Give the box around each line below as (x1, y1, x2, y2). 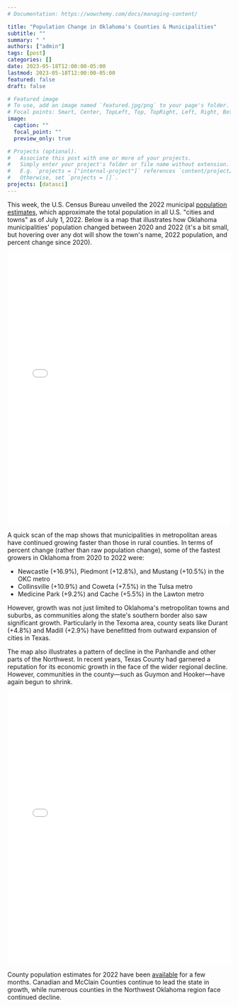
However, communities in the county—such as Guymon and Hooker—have (7, 670, 225, 678)
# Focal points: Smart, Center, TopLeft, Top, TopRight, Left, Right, (7, 109, 220, 116)
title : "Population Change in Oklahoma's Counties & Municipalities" (7, 23, 217, 31)
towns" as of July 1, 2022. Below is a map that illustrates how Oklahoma (7, 215, 217, 224)
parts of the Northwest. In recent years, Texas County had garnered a (7, 654, 211, 664)
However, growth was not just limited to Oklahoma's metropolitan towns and (7, 603, 229, 612)
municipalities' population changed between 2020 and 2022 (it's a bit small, (7, 223, 229, 231)
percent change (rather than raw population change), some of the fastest (7, 546, 221, 554)
